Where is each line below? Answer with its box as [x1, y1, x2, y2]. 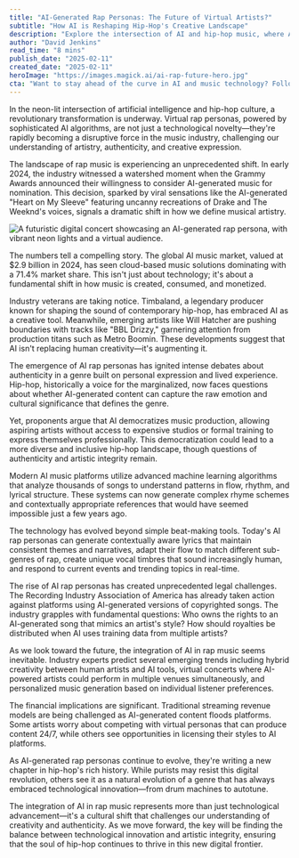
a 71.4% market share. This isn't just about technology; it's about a [9, 269, 254, 279]
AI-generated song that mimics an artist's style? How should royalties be [9, 618, 276, 628]
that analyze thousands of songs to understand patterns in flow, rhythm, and [9, 480, 290, 490]
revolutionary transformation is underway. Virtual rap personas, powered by [9, 113, 287, 124]
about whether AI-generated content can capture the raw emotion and [9, 388, 268, 399]
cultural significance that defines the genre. [9, 398, 169, 409]
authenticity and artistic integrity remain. [9, 453, 158, 464]
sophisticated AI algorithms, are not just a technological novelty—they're [9, 122, 276, 134]
